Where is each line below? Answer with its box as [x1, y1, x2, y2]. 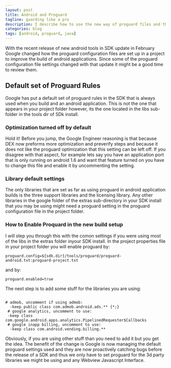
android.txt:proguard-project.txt [5, 258, 79, 263]
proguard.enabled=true [5, 276, 53, 281]
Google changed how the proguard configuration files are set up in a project [5, 50, 165, 56]
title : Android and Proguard [5, 12, 67, 17]
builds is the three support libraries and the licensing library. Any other [5, 192, 153, 199]
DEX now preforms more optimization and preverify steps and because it [5, 141, 158, 147]
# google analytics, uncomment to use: [7, 308, 93, 314]
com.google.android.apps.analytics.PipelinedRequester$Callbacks [5, 318, 147, 323]
